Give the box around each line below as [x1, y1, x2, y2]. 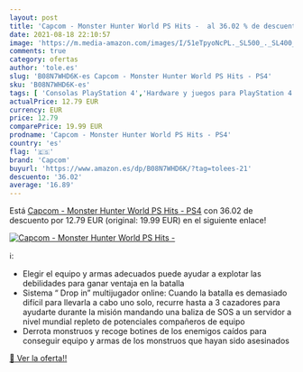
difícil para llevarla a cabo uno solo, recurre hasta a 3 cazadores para [22, 297, 281, 308]
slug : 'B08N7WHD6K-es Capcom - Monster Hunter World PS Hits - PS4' [9, 72, 272, 81]
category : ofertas [9, 55, 78, 64]
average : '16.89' [9, 181, 75, 190]
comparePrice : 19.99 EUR [9, 122, 103, 132]
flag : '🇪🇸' [9, 147, 54, 156]
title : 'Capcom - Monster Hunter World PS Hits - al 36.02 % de [9, 22, 260, 31]
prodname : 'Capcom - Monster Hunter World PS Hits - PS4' [9, 131, 232, 140]
